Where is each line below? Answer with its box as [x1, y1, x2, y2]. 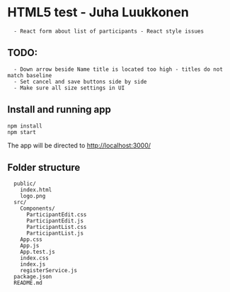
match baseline [7, 72, 52, 79]
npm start [7, 128, 37, 135]
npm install [7, 122, 42, 130]
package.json [13, 274, 52, 281]
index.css [20, 254, 50, 262]
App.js [20, 242, 40, 249]
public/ [13, 180, 37, 188]
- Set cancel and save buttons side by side [13, 78, 147, 85]
